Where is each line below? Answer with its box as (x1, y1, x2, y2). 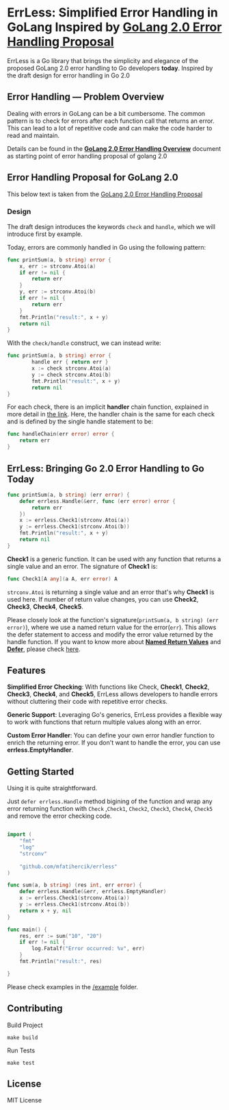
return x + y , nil (19, 907, 72, 914)
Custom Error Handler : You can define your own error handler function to (7, 731, 215, 740)
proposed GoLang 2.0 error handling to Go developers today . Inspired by (7, 64, 213, 72)
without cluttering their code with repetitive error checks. (7, 698, 168, 706)
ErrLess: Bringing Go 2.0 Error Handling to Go (7, 462, 204, 474)
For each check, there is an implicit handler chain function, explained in (7, 403, 209, 411)
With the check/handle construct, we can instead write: (7, 339, 162, 347)
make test (7, 1059, 36, 1066)
